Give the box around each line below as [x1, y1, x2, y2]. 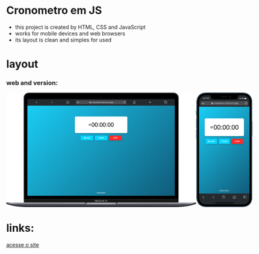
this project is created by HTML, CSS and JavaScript [14, 23, 146, 31]
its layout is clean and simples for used [14, 36, 112, 43]
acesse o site [6, 241, 39, 248]
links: [6, 221, 34, 235]
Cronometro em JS [6, 4, 102, 17]
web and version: [6, 79, 58, 87]
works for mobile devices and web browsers [14, 29, 125, 37]
